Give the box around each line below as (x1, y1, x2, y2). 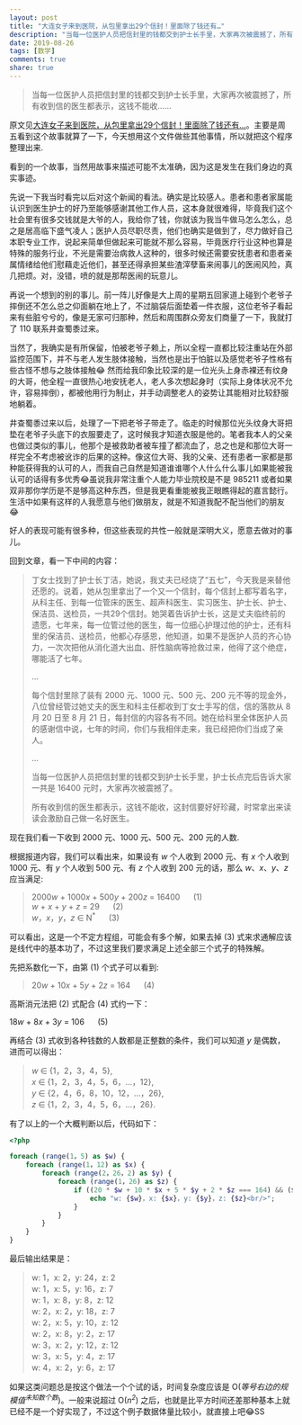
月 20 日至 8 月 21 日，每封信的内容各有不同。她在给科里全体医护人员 (31, 712, 289, 722)
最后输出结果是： (9, 1253, 73, 1264)
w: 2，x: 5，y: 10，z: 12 (31, 1317, 119, 1328)
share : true (9, 64, 54, 73)
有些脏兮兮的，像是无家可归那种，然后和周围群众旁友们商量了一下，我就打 (16, 311, 293, 322)
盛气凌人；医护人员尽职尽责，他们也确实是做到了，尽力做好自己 (56, 225, 293, 236)
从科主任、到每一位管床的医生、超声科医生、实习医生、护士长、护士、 (31, 596, 292, 607)
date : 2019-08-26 (9, 38, 75, 48)
